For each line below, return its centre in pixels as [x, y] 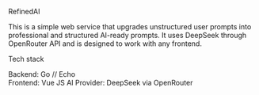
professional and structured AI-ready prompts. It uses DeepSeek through [128, 35]
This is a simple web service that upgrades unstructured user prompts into [130, 27]
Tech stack [26, 59]
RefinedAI [24, 11]
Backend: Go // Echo [42, 74]
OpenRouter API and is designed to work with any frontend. [105, 44]
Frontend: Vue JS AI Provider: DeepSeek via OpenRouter [101, 83]
